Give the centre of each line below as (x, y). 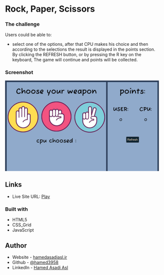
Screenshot (19, 73)
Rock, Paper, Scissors (50, 9)
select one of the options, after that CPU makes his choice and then (80, 44)
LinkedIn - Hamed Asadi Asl (40, 267)
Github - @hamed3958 (35, 262)
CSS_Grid (22, 225)
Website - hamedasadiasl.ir (40, 257)
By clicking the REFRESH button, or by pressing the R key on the (77, 55)
